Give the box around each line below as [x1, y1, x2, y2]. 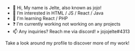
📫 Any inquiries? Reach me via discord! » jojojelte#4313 [12, 28, 130, 34]
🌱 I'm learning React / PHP [12, 15, 68, 21]
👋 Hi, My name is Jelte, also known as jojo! [12, 5, 102, 10]
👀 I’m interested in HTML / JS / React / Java [12, 10, 104, 16]
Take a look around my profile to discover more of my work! [5, 40, 130, 46]
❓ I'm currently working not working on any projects [12, 21, 121, 27]
